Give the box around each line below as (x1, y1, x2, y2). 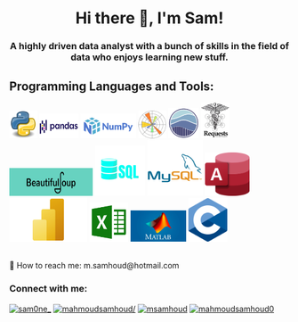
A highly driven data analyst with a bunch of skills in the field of (9, 40, 290, 53)
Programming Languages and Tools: (9, 78, 214, 94)
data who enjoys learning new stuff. (70, 51, 229, 63)
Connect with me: (9, 282, 88, 294)
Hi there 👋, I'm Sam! (75, 8, 224, 29)
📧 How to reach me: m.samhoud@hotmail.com (9, 260, 180, 270)
